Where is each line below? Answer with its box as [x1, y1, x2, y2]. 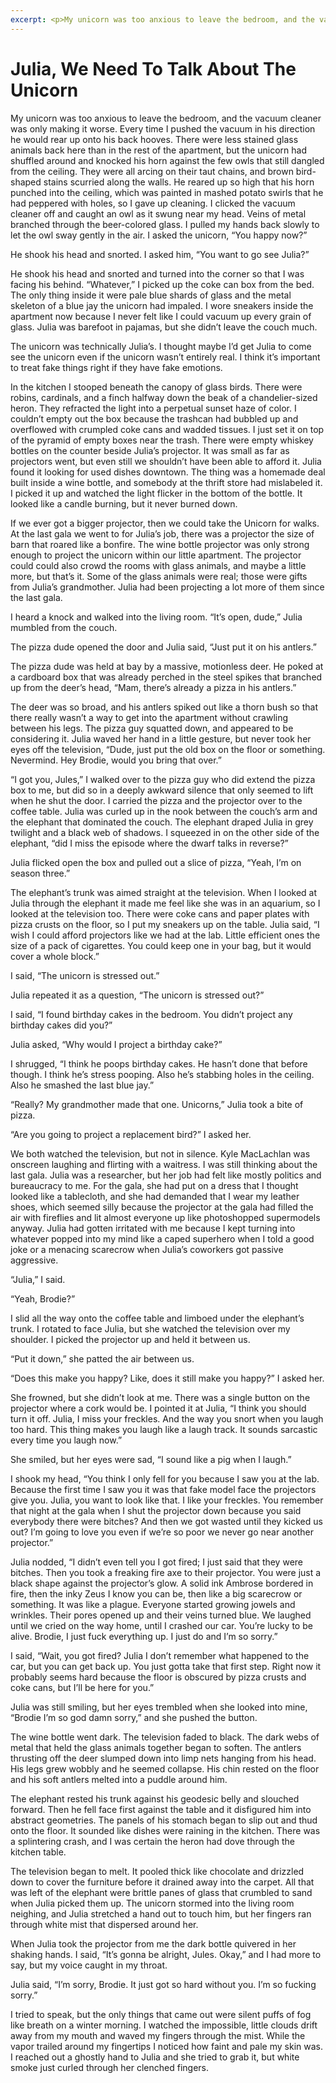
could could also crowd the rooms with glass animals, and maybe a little [10, 559, 307, 571]
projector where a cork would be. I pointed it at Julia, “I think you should [10, 1402, 307, 1414]
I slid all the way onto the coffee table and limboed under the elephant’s [10, 1312, 305, 1324]
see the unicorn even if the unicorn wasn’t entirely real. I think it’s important [10, 351, 321, 363]
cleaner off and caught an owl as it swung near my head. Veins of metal [10, 207, 307, 220]
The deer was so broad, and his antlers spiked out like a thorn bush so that [10, 701, 318, 713]
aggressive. [10, 1254, 59, 1266]
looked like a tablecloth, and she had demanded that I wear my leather [10, 1190, 300, 1202]
